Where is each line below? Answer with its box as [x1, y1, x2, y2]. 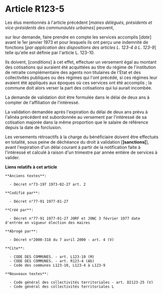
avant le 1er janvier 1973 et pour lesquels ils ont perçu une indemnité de [5, 39, 148, 45]
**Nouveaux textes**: [5, 271, 49, 276]
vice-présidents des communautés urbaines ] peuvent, [5, 24, 114, 30]
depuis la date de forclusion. [5, 124, 62, 130]
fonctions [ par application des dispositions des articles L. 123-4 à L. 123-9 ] [5, 44, 157, 50]
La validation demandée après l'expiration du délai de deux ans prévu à [5, 109, 148, 115]
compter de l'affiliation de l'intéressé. [5, 99, 80, 105]
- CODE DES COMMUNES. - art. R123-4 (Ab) [9, 258, 95, 263]
